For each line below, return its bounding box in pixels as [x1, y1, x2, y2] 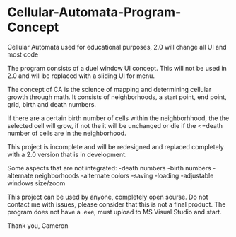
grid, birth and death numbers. [7, 100, 97, 108]
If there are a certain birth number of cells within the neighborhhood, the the [7, 114, 230, 122]
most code [7, 50, 39, 59]
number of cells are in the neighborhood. [7, 129, 126, 137]
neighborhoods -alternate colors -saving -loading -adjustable [35, 171, 214, 180]
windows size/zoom [7, 178, 66, 187]
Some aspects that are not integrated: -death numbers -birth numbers [7, 163, 212, 172]
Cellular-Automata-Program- [7, 4, 182, 21]
